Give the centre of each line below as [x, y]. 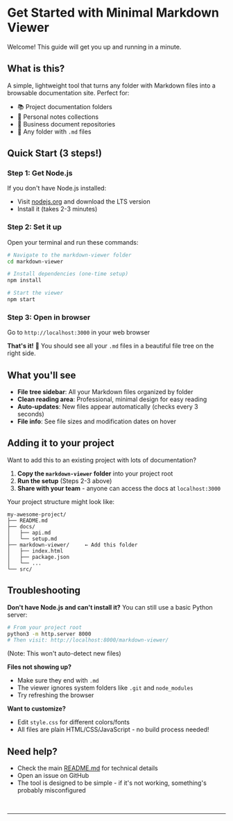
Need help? [32, 751]
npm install [24, 281]
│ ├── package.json [38, 557]
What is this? [36, 68]
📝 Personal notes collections [58, 117]
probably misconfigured [52, 790]
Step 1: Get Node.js [40, 173]
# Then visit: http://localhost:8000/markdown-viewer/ [88, 640]
